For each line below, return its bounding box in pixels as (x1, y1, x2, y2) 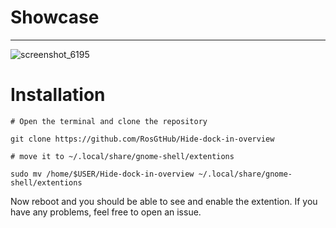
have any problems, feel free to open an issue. (10, 206, 202, 218)
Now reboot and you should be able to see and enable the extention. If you (10, 195, 318, 207)
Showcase (10, 6, 100, 29)
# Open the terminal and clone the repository (10, 116, 208, 126)
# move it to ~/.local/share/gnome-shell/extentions (10, 151, 235, 161)
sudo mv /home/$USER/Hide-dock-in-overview (10, 169, 195, 179)
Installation (10, 84, 106, 106)
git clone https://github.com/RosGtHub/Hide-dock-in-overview (10, 134, 275, 144)
